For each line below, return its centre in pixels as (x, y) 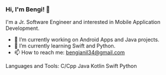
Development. (22, 28)
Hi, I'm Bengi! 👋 (28, 9)
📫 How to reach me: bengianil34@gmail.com (69, 53)
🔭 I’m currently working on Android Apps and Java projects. (87, 40)
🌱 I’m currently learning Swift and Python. (65, 46)
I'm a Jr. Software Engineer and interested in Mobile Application (83, 22)
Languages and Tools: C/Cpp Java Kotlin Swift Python (71, 66)
